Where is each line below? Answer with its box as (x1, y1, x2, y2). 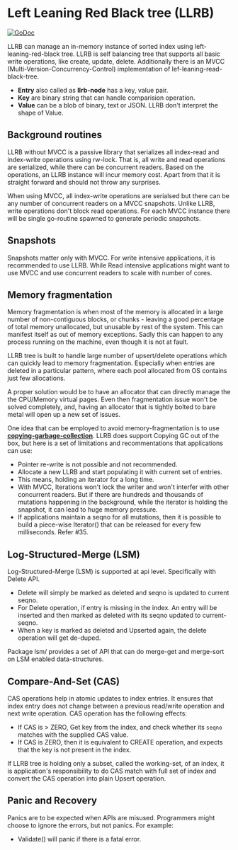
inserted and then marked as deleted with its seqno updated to (17, 611, 201, 620)
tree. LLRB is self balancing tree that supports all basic (61, 50, 221, 58)
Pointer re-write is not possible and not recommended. (17, 460, 178, 469)
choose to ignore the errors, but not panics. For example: (7, 821, 174, 829)
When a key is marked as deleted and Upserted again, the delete (17, 626, 207, 635)
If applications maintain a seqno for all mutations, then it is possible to (17, 513, 222, 522)
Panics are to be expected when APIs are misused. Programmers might (7, 813, 215, 822)
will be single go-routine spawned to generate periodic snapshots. (7, 214, 201, 222)
